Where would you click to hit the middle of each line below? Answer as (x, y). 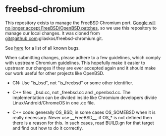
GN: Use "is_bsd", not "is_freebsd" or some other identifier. (73, 83)
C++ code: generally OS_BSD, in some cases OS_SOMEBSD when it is (84, 112)
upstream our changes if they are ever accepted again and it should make (81, 68)
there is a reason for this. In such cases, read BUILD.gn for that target (83, 123)
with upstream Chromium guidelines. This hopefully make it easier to (75, 63)
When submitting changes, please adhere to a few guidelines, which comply (83, 57)
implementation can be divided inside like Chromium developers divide (84, 98)
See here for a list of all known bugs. (43, 48)
